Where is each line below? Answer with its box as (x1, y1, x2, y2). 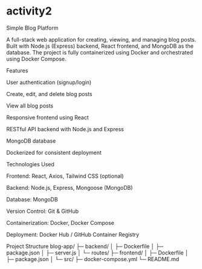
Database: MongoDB (6, 195, 59, 203)
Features (6, 66, 28, 74)
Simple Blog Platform (6, 24, 59, 31)
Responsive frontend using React (6, 114, 89, 121)
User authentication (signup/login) (6, 79, 92, 86)
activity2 (6, 4, 53, 18)
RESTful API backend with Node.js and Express (6, 125, 124, 132)
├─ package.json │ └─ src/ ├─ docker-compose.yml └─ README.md (6, 255, 180, 262)
